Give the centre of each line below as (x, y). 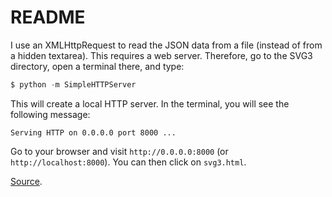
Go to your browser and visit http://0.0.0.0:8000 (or (119, 151)
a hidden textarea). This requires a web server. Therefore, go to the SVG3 (161, 55)
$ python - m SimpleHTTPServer (73, 84)
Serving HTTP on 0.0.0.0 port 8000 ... (93, 132)
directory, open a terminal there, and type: (97, 66)
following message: (50, 114)
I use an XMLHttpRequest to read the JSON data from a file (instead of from (166, 45)
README (48, 17)
